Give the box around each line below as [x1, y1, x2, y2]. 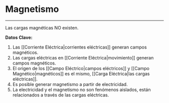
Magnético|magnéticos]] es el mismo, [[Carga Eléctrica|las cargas [12, 70, 150, 76]
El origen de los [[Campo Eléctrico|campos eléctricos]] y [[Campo [12, 65, 150, 71]
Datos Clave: [5, 34, 33, 40]
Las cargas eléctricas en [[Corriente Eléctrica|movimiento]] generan [12, 54, 154, 60]
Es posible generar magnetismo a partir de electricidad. [12, 81, 128, 87]
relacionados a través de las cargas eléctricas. [12, 91, 109, 98]
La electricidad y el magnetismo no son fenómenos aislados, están [12, 86, 151, 92]
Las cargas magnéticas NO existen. [5, 24, 79, 30]
